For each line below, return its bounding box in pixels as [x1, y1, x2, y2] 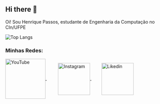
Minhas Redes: [5, 47, 44, 54]
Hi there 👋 [5, 5, 37, 14]
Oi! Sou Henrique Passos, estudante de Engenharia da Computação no [5, 18, 155, 25]
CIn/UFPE [5, 24, 26, 30]
